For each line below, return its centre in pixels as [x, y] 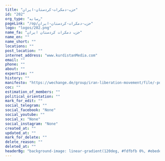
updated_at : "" [21, 133]
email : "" [15, 60]
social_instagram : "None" [31, 124]
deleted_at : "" [21, 147]
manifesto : [16, 82]
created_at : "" [21, 128]
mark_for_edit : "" [24, 101]
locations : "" [20, 46]
